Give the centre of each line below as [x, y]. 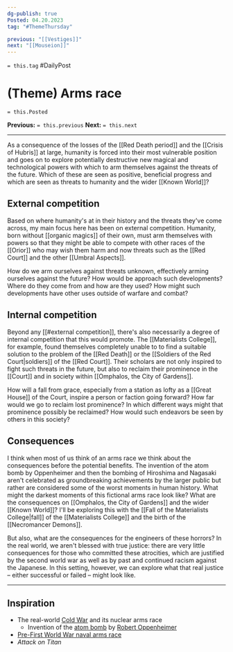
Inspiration [31, 603]
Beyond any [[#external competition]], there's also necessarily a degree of [113, 332]
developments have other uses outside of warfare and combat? [98, 293]
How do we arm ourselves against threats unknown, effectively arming [108, 271]
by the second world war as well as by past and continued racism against [112, 560]
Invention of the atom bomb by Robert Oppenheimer [102, 628]
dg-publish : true [32, 14]
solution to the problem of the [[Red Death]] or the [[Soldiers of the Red [109, 354]
